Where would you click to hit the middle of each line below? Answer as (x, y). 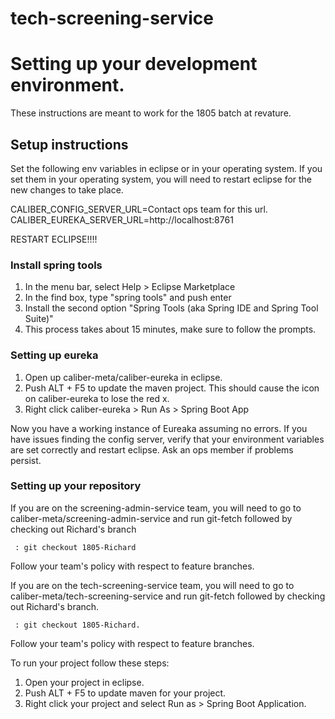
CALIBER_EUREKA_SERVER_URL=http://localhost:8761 (122, 219)
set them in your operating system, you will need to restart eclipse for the (161, 179)
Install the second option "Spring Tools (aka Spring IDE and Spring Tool (171, 308)
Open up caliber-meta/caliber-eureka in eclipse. (123, 377)
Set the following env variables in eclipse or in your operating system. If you (166, 168)
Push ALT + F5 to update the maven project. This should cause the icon (172, 388)
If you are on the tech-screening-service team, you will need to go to (152, 585)
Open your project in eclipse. (84, 682)
